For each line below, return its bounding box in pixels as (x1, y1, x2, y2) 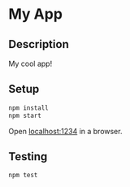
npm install (8, 103, 49, 112)
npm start (8, 111, 42, 120)
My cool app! (8, 59, 53, 68)
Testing (8, 150, 48, 163)
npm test (8, 172, 38, 180)
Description (8, 37, 69, 51)
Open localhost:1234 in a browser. (8, 126, 123, 136)
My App (8, 5, 63, 24)
